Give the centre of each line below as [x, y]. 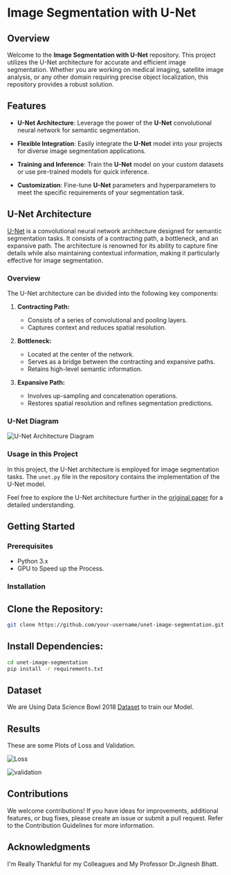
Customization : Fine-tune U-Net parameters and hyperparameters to [117, 185]
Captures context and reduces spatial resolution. [97, 327]
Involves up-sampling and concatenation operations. [102, 395]
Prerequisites [30, 546]
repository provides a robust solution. [61, 84]
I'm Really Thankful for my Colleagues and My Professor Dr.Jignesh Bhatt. [113, 864]
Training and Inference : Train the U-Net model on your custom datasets [120, 164]
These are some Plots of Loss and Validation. [72, 745]
